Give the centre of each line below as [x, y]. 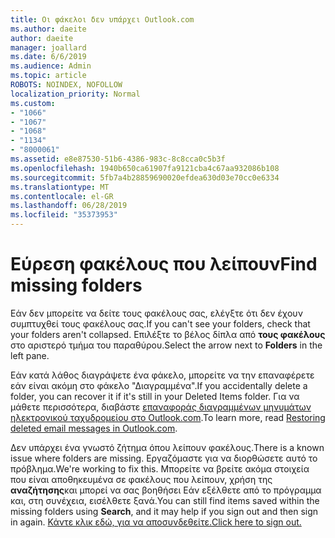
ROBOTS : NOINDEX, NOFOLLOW [66, 85]
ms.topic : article [48, 76]
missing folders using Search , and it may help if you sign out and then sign [164, 511]
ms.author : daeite [48, 29]
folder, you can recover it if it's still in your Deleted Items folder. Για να [155, 396]
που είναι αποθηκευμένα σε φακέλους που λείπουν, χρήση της [141, 479]
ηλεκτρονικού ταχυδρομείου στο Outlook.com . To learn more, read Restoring [168, 417]
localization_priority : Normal [75, 94]
